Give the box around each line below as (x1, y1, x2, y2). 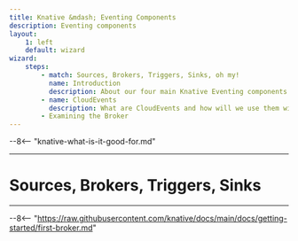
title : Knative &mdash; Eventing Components (9, 12, 176, 22)
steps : (25, 63, 50, 72)
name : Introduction (48, 79, 122, 88)
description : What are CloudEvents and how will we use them (48, 104, 279, 113)
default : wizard (25, 46, 86, 55)
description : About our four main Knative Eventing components (48, 87, 288, 96)
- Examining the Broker (41, 112, 129, 120)
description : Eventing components (9, 21, 137, 30)
